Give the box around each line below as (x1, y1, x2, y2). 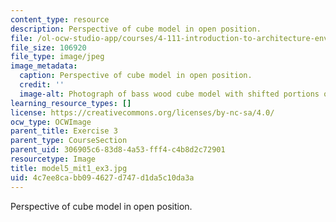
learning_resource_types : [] (10, 98, 132, 108)
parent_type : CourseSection (10, 136, 128, 146)
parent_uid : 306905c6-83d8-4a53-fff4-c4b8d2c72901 (10, 145, 226, 155)
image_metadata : (10, 61, 78, 71)
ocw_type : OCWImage (10, 117, 92, 127)
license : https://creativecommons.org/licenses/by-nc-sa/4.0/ (10, 107, 275, 118)
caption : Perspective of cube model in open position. (19, 71, 253, 81)
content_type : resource (10, 14, 110, 25)
